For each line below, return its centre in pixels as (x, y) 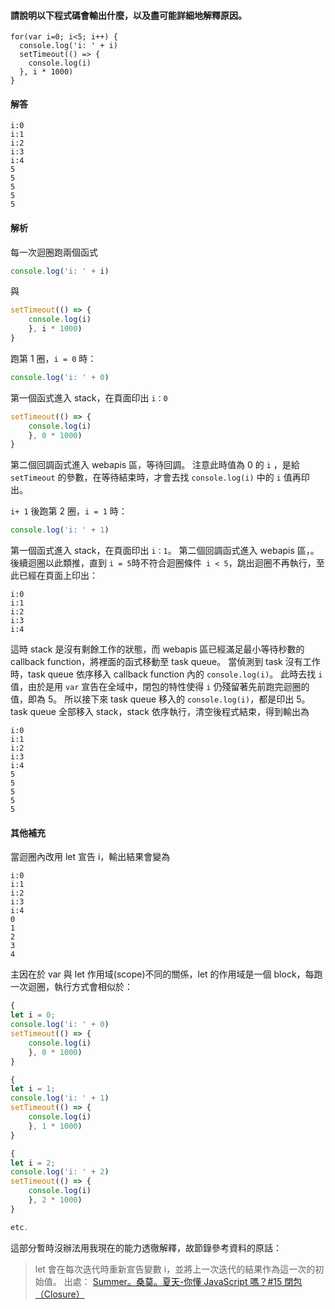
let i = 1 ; (33, 1089)
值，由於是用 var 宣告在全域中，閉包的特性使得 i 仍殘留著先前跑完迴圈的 (160, 687)
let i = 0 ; (33, 1015)
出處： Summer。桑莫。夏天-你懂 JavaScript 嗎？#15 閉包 (183, 1281)
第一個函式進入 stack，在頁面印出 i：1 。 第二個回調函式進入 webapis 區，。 (165, 551)
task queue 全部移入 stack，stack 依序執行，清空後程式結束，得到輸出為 (160, 712)
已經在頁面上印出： (58, 576)
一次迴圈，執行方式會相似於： (71, 987)
